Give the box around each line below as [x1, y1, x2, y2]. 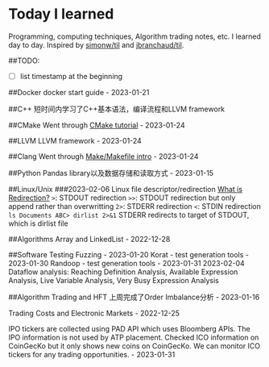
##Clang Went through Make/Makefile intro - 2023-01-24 [8, 152, 199, 161]
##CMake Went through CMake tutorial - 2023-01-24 [8, 120, 185, 130]
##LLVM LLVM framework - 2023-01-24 [8, 136, 143, 145]
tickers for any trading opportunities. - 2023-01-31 [8, 350, 176, 359]
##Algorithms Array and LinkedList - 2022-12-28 [8, 235, 171, 244]
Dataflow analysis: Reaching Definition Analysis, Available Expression [8, 267, 238, 277]
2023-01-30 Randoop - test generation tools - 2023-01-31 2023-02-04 [8, 259, 246, 268]
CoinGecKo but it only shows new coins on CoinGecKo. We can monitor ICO [8, 341, 260, 351]
